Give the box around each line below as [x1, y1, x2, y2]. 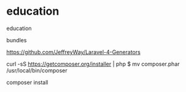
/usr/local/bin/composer [6, 66, 68, 74]
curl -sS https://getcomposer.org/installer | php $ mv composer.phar [6, 60, 180, 67]
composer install [6, 79, 48, 86]
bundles [6, 36, 27, 44]
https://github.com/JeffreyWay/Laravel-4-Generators [6, 48, 141, 56]
